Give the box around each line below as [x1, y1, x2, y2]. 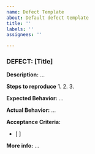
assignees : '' [6, 32, 43, 38]
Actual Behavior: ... [6, 106, 56, 114]
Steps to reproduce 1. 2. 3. [6, 83, 75, 90]
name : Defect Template [6, 9, 64, 15]
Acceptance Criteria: [6, 119, 61, 126]
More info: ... [6, 142, 40, 150]
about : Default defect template [6, 15, 89, 21]
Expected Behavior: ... [6, 95, 64, 102]
